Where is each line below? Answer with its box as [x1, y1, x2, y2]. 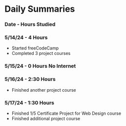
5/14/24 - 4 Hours [4, 34, 48, 41]
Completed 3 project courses [11, 50, 71, 56]
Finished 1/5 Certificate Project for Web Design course [11, 110, 122, 116]
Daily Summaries [4, 3, 75, 15]
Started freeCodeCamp [11, 45, 59, 51]
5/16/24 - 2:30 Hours [4, 76, 56, 83]
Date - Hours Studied [4, 21, 56, 28]
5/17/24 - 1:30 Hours [4, 99, 55, 106]
